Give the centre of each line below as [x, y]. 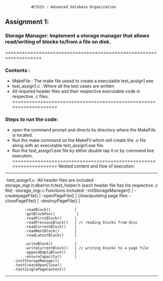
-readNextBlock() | [51, 231]
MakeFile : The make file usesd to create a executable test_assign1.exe [83, 81]
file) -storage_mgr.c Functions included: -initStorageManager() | [69, 190]
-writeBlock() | [51, 244]
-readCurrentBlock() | [51, 227]
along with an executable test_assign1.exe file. [58, 146]
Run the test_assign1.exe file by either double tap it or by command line [83, 150]
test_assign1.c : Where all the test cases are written [63, 86]
